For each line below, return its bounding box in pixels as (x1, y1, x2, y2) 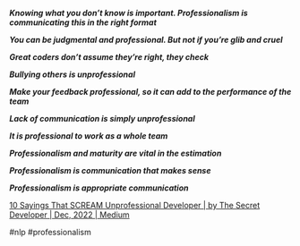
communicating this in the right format (9, 17, 157, 28)
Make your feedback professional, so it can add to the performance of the (9, 87, 292, 97)
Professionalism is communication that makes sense (9, 165, 211, 175)
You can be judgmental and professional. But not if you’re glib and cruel (9, 35, 284, 45)
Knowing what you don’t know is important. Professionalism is (9, 8, 248, 18)
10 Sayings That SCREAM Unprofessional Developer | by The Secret (9, 200, 261, 210)
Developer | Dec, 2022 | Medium (9, 209, 130, 220)
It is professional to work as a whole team (9, 131, 168, 141)
